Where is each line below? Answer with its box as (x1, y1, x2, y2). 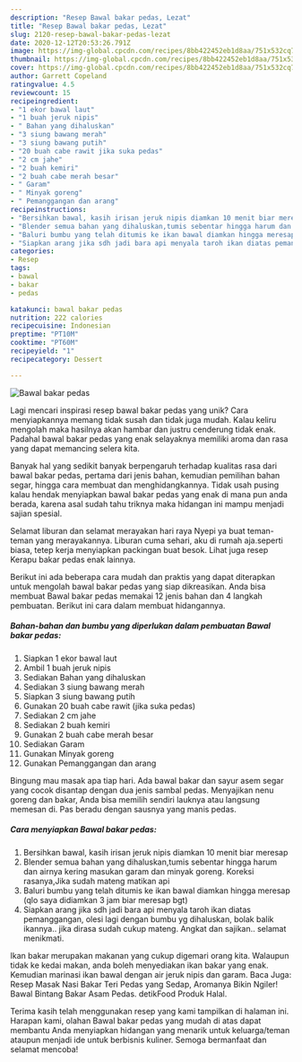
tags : (10, 264, 30, 273)
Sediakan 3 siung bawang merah (22, 681, 145, 692)
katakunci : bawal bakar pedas (10, 304, 124, 314)
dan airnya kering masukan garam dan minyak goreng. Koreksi (22, 865, 255, 876)
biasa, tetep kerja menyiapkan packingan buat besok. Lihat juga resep (10, 544, 269, 555)
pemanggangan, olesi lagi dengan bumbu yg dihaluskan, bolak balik (22, 913, 274, 925)
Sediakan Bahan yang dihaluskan (22, 671, 146, 682)
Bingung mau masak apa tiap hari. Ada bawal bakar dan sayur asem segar (10, 775, 284, 786)
